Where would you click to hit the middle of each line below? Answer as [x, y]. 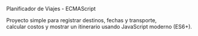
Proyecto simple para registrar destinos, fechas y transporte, [82, 20]
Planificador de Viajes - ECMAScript [51, 9]
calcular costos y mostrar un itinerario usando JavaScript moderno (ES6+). [99, 27]
